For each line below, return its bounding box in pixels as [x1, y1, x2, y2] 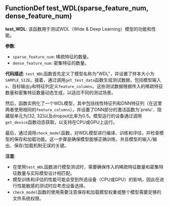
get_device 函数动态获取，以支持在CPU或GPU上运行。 [5, 119, 118, 125]
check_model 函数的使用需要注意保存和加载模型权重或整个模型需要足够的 [12, 189, 161, 195]
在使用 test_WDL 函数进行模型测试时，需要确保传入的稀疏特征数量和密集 [12, 164, 159, 170]
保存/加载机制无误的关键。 [14, 142, 69, 148]
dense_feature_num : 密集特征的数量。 [12, 60, 89, 66]
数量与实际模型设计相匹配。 [17, 170, 75, 176]
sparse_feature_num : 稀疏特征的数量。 [12, 53, 92, 59]
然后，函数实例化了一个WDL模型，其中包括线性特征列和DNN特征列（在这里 [5, 100, 162, 106]
